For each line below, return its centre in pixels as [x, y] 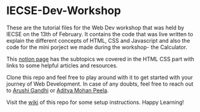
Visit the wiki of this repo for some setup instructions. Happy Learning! [95, 102]
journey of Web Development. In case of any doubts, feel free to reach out [100, 84]
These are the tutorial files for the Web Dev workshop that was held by [95, 28]
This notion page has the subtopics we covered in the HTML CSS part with [100, 59]
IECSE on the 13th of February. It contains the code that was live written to [100, 34]
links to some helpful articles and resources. [62, 65]
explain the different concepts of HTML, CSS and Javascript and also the [98, 40]
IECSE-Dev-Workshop [64, 11]
